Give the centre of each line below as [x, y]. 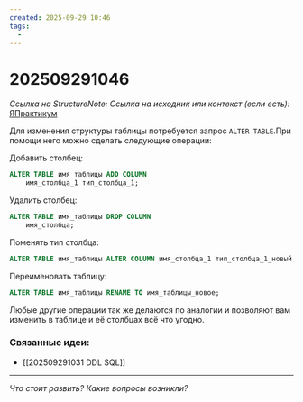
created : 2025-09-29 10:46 [60, 18]
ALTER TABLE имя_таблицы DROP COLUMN [80, 217]
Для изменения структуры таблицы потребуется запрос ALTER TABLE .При [150, 131]
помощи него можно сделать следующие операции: [110, 141]
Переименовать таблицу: [58, 276]
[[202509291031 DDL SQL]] [74, 362]
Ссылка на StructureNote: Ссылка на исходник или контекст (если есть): [150, 104]
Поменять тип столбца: [54, 242]
